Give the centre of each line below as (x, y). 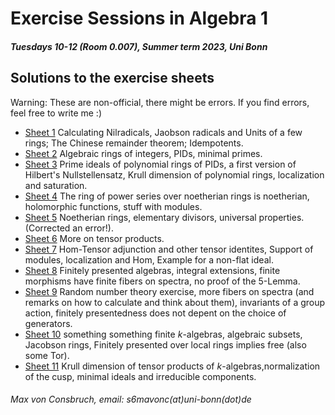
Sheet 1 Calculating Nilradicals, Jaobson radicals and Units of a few (163, 132)
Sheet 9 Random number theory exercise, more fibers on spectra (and (169, 291)
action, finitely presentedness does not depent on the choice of (155, 313)
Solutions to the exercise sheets (112, 78)
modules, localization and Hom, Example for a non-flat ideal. (149, 259)
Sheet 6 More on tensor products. (94, 238)
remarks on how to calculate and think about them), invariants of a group (175, 302)
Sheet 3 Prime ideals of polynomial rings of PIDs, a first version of (160, 164)
